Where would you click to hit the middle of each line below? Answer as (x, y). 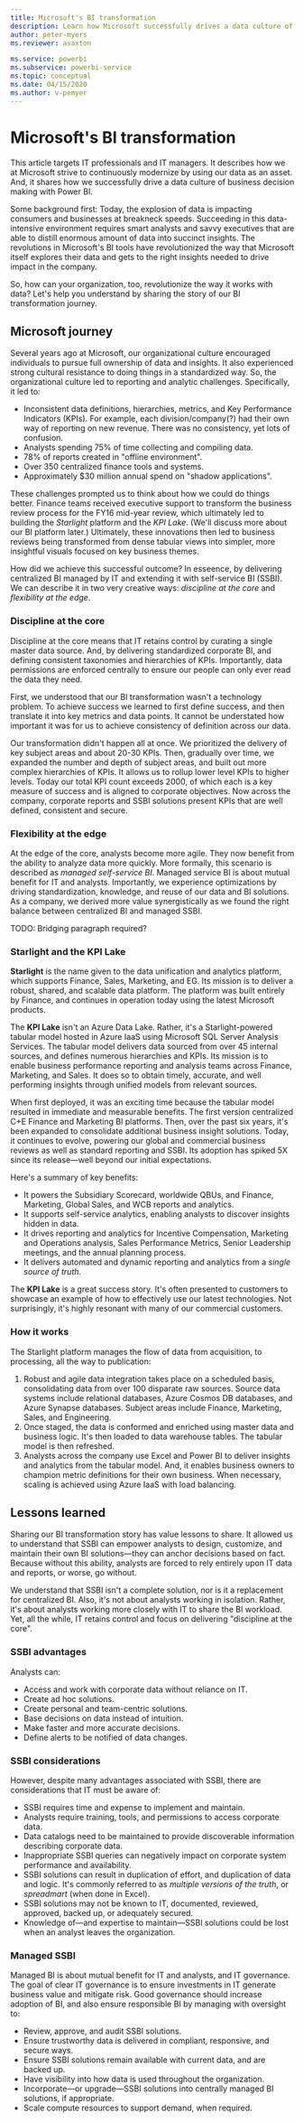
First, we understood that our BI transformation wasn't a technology (136, 696)
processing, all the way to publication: (81, 1361)
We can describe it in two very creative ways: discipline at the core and (143, 588)
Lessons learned (58, 1513)
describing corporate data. (73, 1846)
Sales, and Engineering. (67, 1417)
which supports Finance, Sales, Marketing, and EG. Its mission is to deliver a (152, 981)
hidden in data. (51, 1224)
